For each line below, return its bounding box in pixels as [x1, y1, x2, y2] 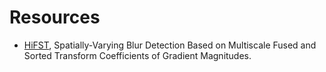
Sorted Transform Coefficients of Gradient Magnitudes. [23, 49, 252, 61]
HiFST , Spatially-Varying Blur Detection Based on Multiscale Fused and [23, 39, 317, 51]
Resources [9, 6, 101, 29]
